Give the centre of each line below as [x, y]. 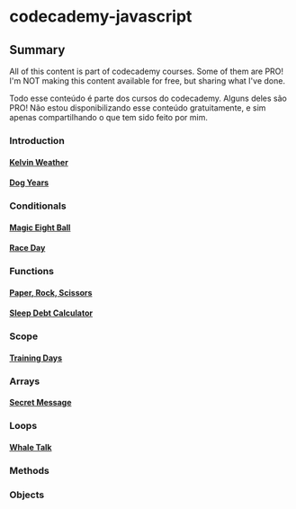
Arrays [25, 381]
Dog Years [29, 183]
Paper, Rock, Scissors [51, 292]
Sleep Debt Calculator [51, 313]
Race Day [27, 248]
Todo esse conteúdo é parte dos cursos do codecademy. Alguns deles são [148, 98]
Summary [37, 50]
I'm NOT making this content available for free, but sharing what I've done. [148, 81]
